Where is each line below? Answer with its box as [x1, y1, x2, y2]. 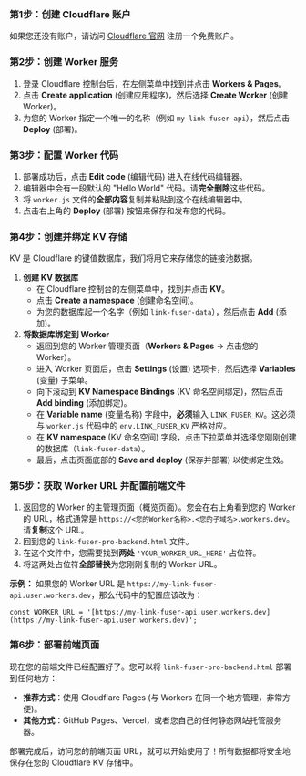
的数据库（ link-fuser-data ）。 [36, 443, 150, 454]
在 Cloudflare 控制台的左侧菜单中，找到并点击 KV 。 [36, 284, 230, 295]
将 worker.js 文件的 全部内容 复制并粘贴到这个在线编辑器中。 [22, 193, 249, 204]
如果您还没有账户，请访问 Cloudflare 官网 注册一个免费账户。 [9, 30, 240, 42]
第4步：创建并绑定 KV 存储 [9, 230, 127, 243]
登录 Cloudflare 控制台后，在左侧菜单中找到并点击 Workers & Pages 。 [22, 78, 287, 88]
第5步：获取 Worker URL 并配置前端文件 [9, 480, 186, 492]
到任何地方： [9, 672, 57, 683]
